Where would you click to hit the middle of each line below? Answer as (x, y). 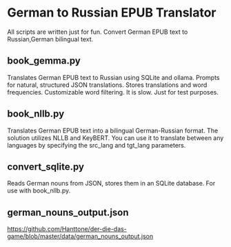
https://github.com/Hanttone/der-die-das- (67, 229)
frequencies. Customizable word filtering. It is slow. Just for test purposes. (113, 92)
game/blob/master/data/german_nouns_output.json (80, 237)
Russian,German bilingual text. (50, 39)
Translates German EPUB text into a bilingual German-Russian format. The (113, 130)
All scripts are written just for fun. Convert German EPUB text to (98, 32)
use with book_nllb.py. (39, 190)
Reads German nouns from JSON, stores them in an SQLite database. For (111, 184)
